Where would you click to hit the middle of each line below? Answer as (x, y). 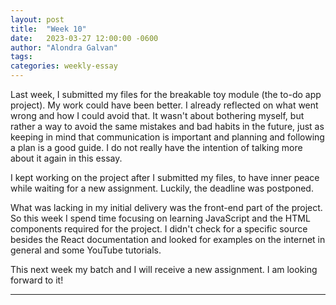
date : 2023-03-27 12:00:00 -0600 (84, 38)
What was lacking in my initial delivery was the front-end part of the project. (166, 207)
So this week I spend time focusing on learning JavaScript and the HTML (160, 218)
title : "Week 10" (48, 29)
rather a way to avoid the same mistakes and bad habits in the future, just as (167, 126)
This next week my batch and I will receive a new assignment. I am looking (164, 269)
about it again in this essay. (66, 158)
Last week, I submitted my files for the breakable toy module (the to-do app (166, 94)
